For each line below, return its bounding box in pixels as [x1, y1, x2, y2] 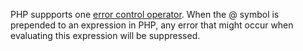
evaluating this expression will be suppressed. [10, 30, 201, 41]
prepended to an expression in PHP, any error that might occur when [10, 19, 294, 31]
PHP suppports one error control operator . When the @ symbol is [10, 9, 280, 20]
